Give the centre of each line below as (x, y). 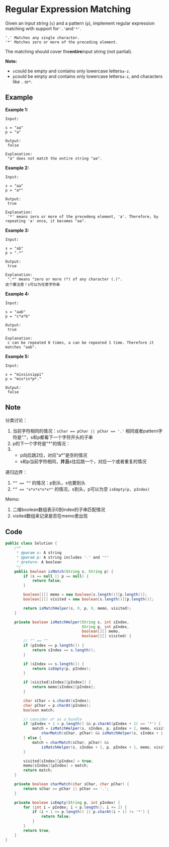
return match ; (38, 771)
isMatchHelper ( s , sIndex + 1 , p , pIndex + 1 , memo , (96, 747)
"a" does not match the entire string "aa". (55, 158)
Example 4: (17, 294)
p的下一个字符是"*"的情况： (41, 443)
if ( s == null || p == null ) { (56, 576)
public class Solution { (31, 543)
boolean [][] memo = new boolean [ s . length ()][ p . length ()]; (85, 595)
